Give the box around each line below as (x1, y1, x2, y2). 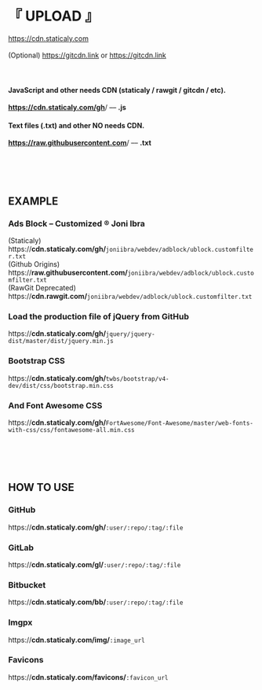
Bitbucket (8, 579, 46, 590)
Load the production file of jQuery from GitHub (8, 311, 190, 322)
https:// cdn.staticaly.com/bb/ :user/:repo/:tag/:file (8, 597, 184, 607)
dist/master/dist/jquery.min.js (8, 338, 114, 345)
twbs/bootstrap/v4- (105, 375, 169, 382)
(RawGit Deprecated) (8, 283, 77, 293)
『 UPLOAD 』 (8, 7, 100, 25)
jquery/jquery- (105, 330, 155, 338)
